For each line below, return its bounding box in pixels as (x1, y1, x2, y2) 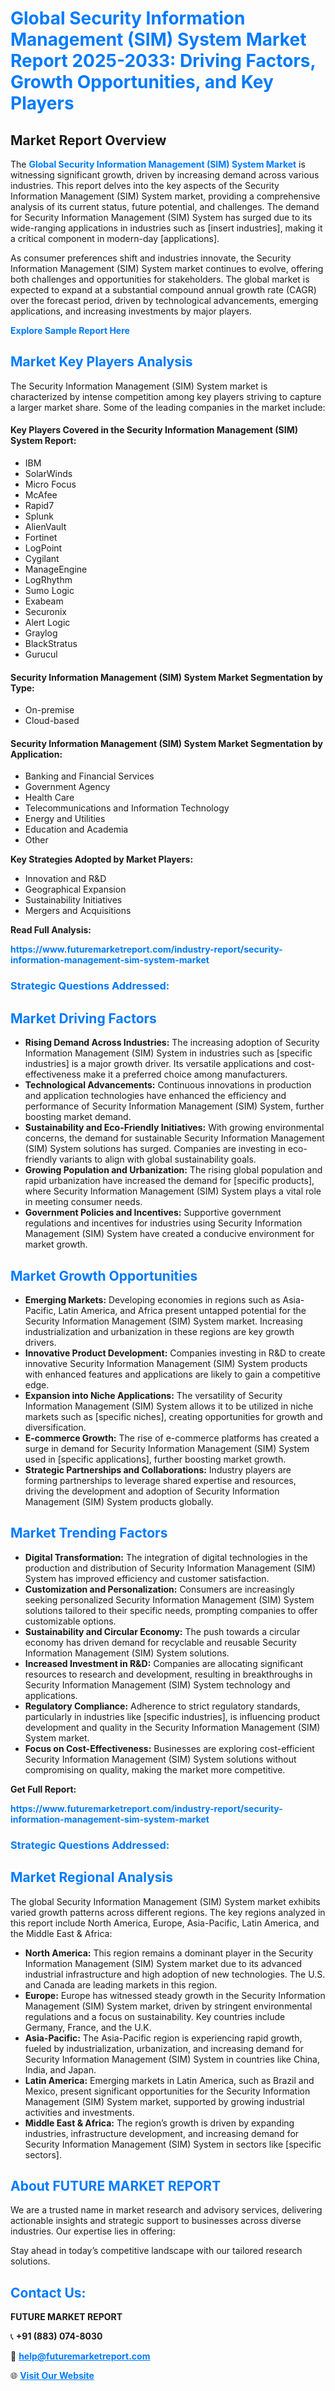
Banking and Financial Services (24, 770, 155, 782)
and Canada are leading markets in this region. (24, 1978, 218, 1991)
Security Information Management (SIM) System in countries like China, (24, 2053, 320, 2065)
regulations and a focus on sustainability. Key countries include (24, 2010, 286, 2022)
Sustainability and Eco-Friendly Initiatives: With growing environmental (24, 1122, 325, 1134)
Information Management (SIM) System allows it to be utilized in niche (24, 1400, 314, 1412)
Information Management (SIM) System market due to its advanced (24, 1957, 303, 1969)
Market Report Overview (10, 132, 167, 149)
